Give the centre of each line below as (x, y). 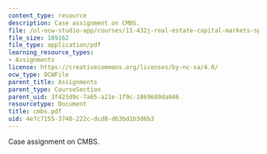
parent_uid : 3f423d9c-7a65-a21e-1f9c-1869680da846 (94, 97)
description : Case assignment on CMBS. (74, 23)
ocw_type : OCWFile (39, 75)
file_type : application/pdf (55, 45)
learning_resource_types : (51, 52)
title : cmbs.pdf (35, 112)
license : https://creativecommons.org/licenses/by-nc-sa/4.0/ (113, 67)
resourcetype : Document (48, 104)
